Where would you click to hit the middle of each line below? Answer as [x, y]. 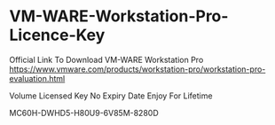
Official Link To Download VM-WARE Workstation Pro [106, 59]
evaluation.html [37, 78]
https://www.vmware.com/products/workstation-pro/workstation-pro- [137, 69]
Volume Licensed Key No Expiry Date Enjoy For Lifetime [111, 96]
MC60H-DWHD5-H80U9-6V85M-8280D [84, 113]
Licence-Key [57, 35]
